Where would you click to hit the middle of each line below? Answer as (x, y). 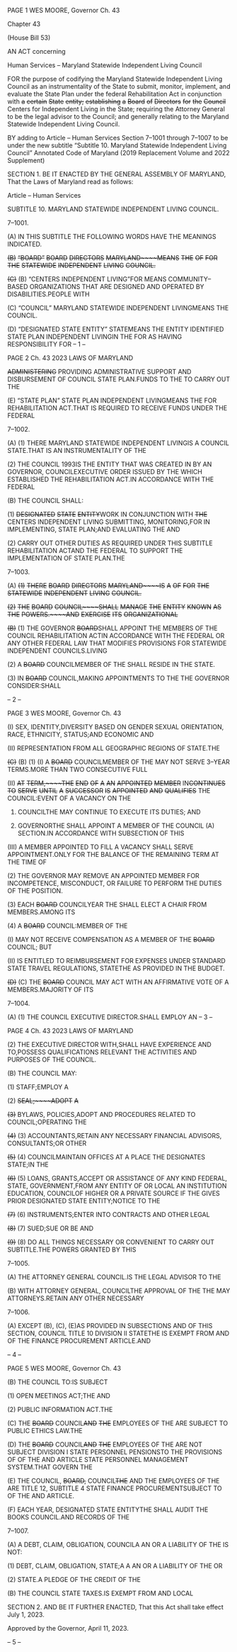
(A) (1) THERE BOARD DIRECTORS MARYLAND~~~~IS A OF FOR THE (109, 585)
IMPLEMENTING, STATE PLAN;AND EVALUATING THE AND (94, 529)
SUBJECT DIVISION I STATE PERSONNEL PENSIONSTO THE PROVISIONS (115, 1452)
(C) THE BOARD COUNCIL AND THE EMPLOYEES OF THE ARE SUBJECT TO (118, 1423)
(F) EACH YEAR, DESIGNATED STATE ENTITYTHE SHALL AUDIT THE (108, 1510)
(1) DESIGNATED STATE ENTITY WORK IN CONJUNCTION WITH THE (107, 514)
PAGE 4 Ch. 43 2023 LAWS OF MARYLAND (70, 1031)
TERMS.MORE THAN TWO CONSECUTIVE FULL (77, 769)
